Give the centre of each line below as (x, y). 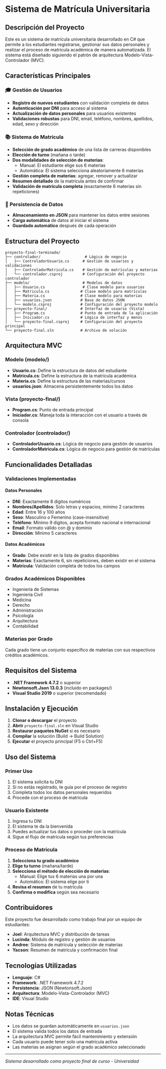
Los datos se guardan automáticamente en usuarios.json (71, 1026)
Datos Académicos (25, 544)
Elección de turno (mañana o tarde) (49, 155)
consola (20, 420)
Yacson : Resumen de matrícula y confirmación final (65, 950)
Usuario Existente (27, 810)
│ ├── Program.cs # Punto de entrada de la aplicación (82, 313)
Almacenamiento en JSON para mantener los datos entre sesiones (81, 215)
